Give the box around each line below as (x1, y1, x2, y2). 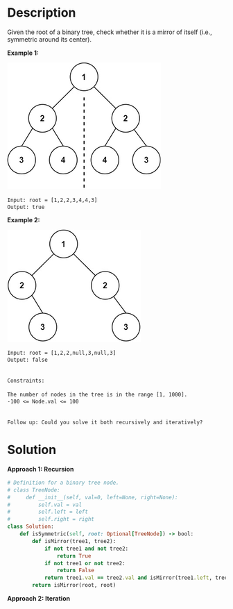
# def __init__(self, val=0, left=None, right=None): (7, 494, 178, 501)
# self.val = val (7, 501, 82, 508)
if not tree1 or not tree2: (44, 560, 126, 567)
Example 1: (7, 49, 40, 57)
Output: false (7, 356, 49, 363)
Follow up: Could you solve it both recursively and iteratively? (7, 419, 203, 426)
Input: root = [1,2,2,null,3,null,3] (7, 349, 116, 356)
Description (7, 5, 76, 21)
